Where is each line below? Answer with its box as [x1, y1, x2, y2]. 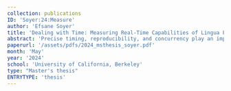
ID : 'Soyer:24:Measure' [7, 16, 76, 23]
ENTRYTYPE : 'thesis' [7, 73, 67, 81]
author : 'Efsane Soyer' [7, 23, 76, 29]
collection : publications [7, 10, 81, 17]
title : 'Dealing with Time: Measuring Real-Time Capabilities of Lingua [7, 29, 220, 36]
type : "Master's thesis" [7, 67, 78, 74]
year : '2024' [7, 55, 45, 62]
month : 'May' [7, 49, 45, 55]
